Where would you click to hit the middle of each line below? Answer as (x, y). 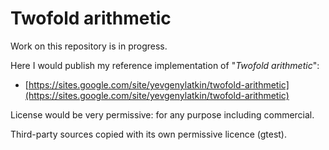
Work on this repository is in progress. (89, 46)
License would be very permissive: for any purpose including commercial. (162, 114)
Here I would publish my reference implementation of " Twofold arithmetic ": (165, 65)
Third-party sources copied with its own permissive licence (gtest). (149, 134)
